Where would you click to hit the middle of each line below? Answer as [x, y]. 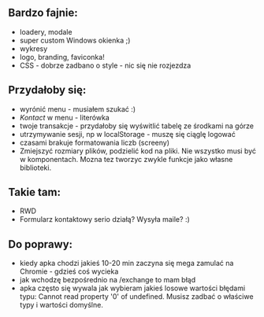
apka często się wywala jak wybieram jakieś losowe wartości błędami [132, 288]
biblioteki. [35, 168]
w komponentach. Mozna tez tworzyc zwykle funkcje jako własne [126, 159]
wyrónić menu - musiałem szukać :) [78, 109]
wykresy [33, 48]
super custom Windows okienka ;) [75, 40]
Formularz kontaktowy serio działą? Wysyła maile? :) [105, 219]
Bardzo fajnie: [43, 13]
